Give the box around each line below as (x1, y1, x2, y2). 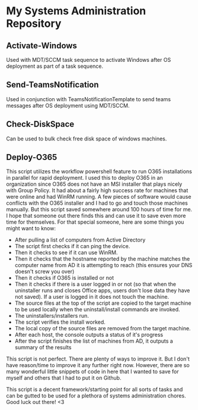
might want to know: (6, 225, 56, 232)
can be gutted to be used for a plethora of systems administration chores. (6, 392, 186, 399)
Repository (6, 17, 62, 30)
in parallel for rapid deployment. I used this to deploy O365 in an (6, 174, 163, 181)
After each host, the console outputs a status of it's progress (14, 331, 164, 339)
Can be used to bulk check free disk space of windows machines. (6, 135, 167, 142)
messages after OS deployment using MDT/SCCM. (6, 102, 130, 109)
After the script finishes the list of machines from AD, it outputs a (14, 337, 173, 345)
